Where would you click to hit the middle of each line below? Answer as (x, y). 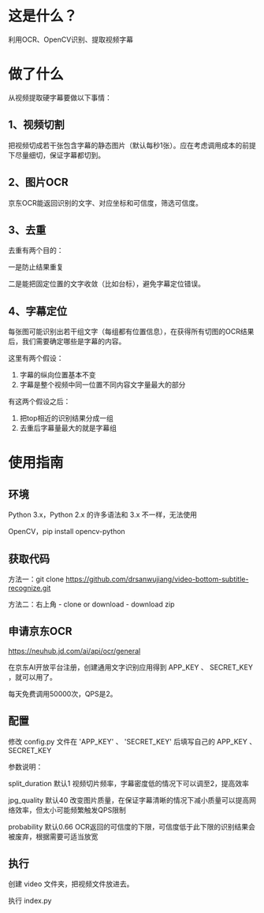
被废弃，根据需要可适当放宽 (53, 837)
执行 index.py (30, 901)
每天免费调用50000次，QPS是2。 (63, 693)
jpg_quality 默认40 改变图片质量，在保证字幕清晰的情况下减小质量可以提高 (129, 800)
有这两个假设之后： (39, 402)
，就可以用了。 (32, 677)
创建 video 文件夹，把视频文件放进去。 (71, 884)
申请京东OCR (40, 631)
